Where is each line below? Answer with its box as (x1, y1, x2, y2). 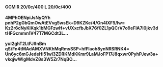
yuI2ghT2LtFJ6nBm (5, 41, 46, 46)
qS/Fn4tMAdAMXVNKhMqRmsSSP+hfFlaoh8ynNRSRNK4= (5, 46, 130, 52)
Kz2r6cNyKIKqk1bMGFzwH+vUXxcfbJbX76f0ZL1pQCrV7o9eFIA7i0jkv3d (5, 25, 159, 31)
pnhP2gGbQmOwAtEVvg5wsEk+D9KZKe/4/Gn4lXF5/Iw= (5, 20, 125, 26)
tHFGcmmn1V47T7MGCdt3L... (5, 30, 69, 36)
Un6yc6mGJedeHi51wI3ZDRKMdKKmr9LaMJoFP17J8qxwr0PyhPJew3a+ (5, 51, 159, 57)
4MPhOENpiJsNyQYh (5, 15, 51, 21)
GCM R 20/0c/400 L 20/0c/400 (5, 4, 71, 10)
